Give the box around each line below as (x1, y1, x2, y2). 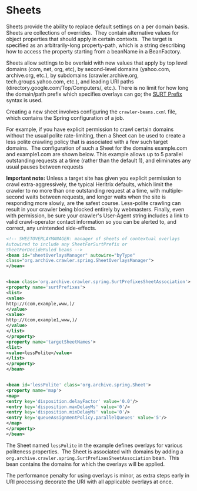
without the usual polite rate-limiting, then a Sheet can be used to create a (6, 132, 186, 139)
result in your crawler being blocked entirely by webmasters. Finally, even (6, 206, 185, 213)
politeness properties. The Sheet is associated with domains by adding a (6, 448, 183, 455)
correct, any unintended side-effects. (6, 224, 97, 231)
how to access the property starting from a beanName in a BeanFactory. (6, 48, 182, 55)
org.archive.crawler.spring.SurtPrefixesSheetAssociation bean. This (6, 454, 179, 461)
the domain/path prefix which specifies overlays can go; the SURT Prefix (6, 90, 182, 97)
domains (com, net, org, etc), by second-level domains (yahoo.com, (6, 65, 171, 72)
